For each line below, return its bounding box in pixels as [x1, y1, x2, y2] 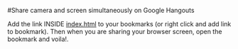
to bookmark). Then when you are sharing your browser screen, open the [7, 28, 222, 36]
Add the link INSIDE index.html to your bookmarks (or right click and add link [7, 20, 232, 28]
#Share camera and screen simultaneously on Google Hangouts [7, 6, 195, 14]
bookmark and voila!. [7, 35, 69, 43]
